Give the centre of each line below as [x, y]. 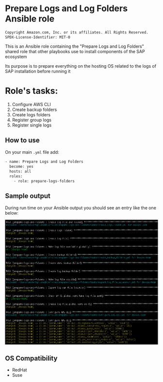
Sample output [28, 196]
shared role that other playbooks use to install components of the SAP [75, 51]
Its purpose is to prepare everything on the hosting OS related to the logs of [81, 66]
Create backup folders [34, 109]
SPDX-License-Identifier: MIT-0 [38, 37]
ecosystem [16, 56]
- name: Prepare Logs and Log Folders [44, 162]
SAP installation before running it [38, 71]
